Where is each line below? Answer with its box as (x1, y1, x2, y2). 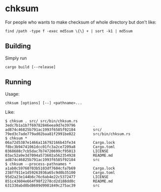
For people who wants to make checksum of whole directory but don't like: (5, 19, 157, 25)
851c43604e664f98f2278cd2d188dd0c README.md (5, 179, 113, 184)
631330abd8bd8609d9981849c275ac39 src (5, 183, 100, 188)
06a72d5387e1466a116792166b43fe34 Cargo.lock (5, 140, 115, 145)
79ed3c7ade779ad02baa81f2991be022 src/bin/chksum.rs (5, 131, 131, 137)
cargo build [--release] (5, 64, 56, 69)
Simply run (5, 55, 27, 61)
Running (5, 78, 32, 86)
